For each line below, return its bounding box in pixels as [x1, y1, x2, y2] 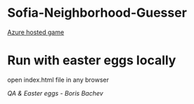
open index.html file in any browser [7, 75, 109, 84]
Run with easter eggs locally [7, 52, 176, 68]
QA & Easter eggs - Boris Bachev [7, 89, 103, 97]
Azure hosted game [7, 28, 65, 36]
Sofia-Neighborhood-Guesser [7, 5, 188, 21]
